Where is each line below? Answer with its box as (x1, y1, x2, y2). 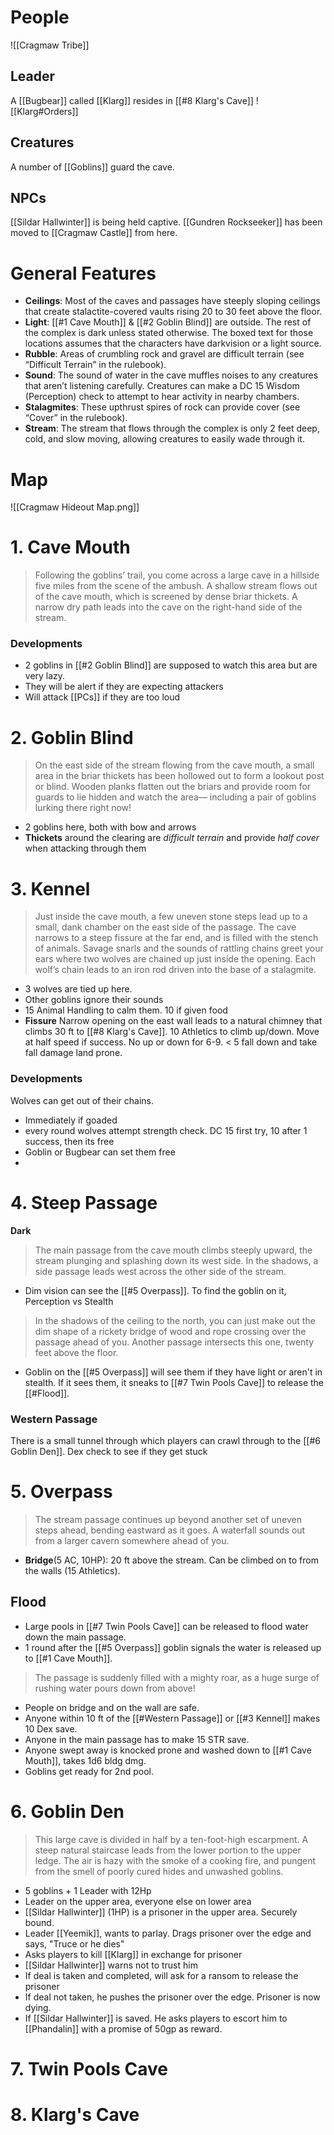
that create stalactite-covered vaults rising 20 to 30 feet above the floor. (24, 306, 323, 318)
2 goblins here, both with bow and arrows (24, 821, 197, 833)
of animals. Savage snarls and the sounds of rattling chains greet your (34, 942, 324, 955)
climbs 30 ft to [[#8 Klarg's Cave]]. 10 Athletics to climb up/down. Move (24, 1026, 320, 1038)
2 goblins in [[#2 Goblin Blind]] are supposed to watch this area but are (24, 659, 318, 671)
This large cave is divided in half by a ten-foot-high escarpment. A (34, 1833, 309, 1845)
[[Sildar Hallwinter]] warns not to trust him (24, 1959, 198, 1971)
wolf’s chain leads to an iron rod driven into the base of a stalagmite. (34, 964, 317, 976)
